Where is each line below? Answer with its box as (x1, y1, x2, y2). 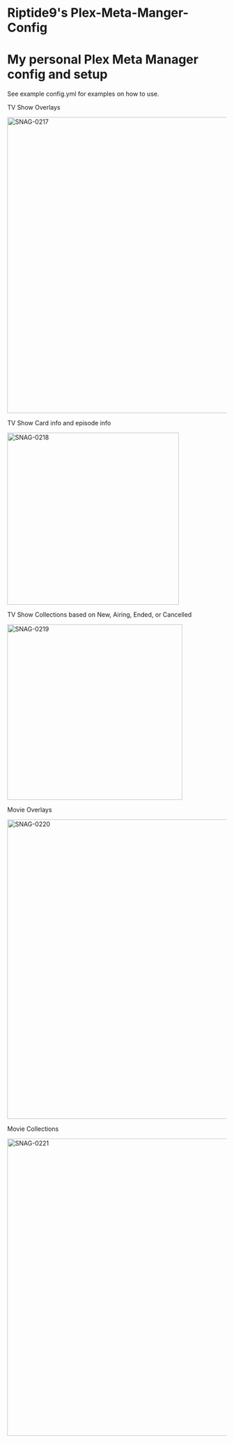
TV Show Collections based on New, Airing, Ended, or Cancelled (7, 610, 192, 619)
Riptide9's (7, 5, 68, 21)
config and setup (7, 66, 108, 82)
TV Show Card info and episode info (7, 419, 111, 427)
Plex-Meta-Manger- (70, 5, 189, 21)
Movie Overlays (7, 805, 52, 814)
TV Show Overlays (7, 103, 61, 112)
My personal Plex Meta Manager (7, 52, 198, 68)
